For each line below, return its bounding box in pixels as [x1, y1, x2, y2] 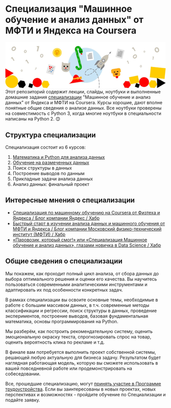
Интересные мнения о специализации [5, 196, 135, 205]
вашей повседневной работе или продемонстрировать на [5, 365, 132, 371]
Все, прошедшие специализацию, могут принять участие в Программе [5, 380, 161, 387]
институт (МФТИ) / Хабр [12, 231, 66, 237]
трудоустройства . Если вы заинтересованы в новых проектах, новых [5, 386, 156, 392]
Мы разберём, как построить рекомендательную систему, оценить [5, 328, 153, 334]
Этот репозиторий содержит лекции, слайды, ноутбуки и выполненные [5, 89, 161, 95]
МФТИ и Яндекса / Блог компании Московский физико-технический [12, 226, 162, 232]
